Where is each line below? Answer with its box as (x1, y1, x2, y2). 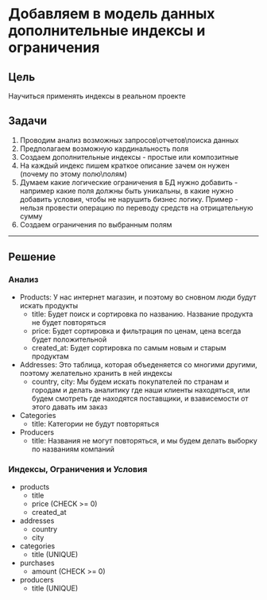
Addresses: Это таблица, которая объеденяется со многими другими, (19, 359, 258, 370)
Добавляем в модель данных (8, 5, 215, 23)
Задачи (8, 114, 48, 128)
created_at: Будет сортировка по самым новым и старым (31, 343, 226, 352)
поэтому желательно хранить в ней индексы (19, 368, 172, 377)
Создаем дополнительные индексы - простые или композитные (19, 152, 239, 161)
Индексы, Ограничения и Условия (8, 464, 148, 475)
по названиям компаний (31, 444, 115, 454)
